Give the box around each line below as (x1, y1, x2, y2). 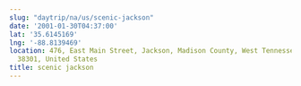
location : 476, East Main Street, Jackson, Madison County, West (9, 47, 258, 56)
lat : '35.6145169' (9, 30, 78, 39)
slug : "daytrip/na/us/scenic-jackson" (9, 13, 154, 22)
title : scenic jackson (9, 64, 94, 73)
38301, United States (17, 55, 99, 64)
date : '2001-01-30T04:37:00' (9, 21, 118, 30)
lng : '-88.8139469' (9, 38, 82, 47)
